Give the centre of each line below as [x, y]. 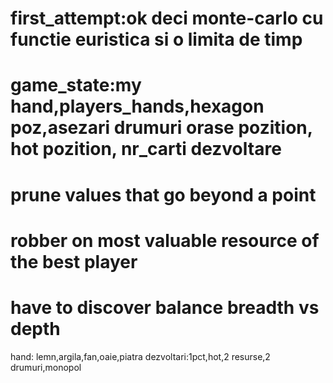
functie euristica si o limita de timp [156, 39]
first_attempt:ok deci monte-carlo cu [167, 18]
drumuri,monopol [46, 367]
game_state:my [76, 85]
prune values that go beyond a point [163, 194]
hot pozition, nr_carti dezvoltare [146, 149]
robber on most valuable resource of [165, 240]
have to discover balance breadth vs [165, 307]
